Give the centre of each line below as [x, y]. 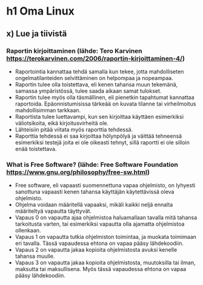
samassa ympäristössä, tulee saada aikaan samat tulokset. [88, 91]
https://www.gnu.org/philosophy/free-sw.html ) [78, 172]
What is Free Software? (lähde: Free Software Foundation [92, 164]
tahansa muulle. [35, 256]
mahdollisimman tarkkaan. [48, 110]
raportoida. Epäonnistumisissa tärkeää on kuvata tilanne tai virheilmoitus [105, 104]
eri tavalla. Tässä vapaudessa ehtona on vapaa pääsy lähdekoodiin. [99, 243]
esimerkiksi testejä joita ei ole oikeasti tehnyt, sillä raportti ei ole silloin [102, 142]
